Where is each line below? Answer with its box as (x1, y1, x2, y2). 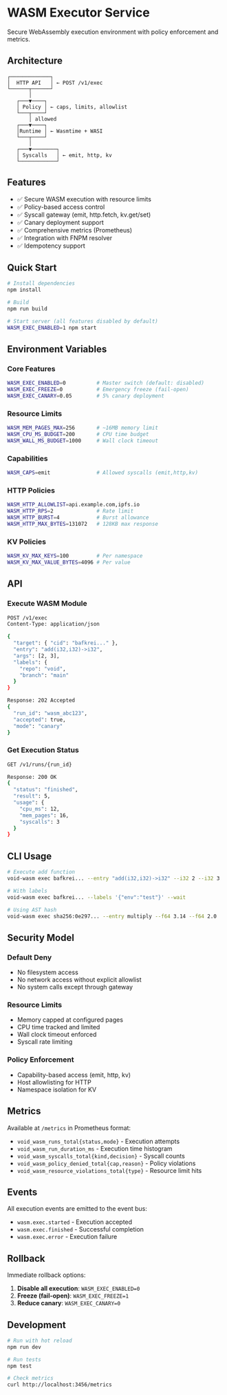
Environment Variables (7, 344, 107, 355)
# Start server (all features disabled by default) (7, 317, 158, 325)
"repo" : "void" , (19, 665, 67, 672)
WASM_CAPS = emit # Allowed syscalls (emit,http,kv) (7, 469, 198, 477)
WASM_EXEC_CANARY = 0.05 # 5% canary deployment (7, 393, 165, 399)
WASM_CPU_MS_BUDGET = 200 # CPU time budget (7, 431, 149, 438)
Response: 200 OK (7, 773, 57, 780)
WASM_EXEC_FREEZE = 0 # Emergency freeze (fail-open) (7, 386, 189, 393)
